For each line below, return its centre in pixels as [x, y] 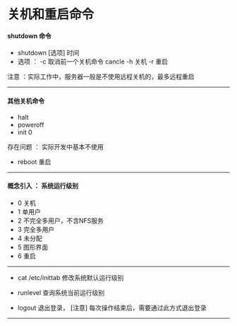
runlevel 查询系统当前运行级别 [61, 292]
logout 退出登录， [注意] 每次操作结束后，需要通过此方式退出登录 [112, 308]
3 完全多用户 [36, 229]
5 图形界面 [33, 247]
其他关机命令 [26, 100]
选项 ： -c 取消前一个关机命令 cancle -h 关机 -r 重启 [92, 62]
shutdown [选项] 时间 [48, 53]
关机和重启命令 [51, 14]
